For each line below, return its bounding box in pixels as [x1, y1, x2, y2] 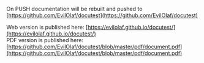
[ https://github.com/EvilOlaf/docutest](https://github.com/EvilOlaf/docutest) [6, 12, 198, 19]
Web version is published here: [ [6, 24, 88, 31]
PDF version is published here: [6, 37, 84, 43]
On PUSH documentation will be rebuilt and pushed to [6, 6, 143, 12]
